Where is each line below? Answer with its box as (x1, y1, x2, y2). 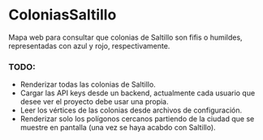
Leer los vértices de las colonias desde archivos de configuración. (19, 105, 243, 115)
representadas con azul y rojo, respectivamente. (8, 40, 170, 50)
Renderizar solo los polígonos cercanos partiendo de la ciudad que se (19, 114, 255, 124)
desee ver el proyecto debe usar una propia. (19, 97, 169, 107)
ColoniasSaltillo (8, 6, 117, 24)
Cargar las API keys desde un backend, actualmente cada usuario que (19, 88, 256, 98)
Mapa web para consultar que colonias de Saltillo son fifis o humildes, (8, 32, 243, 42)
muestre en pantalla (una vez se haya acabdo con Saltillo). (19, 123, 217, 133)
